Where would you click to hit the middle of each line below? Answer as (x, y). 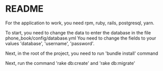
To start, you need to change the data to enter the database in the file (78, 32)
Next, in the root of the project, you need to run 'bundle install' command (82, 53)
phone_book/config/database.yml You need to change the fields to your (81, 38)
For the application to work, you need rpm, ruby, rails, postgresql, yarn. (80, 23)
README (24, 9)
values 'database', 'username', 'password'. (50, 43)
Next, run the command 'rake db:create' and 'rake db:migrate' (70, 63)
